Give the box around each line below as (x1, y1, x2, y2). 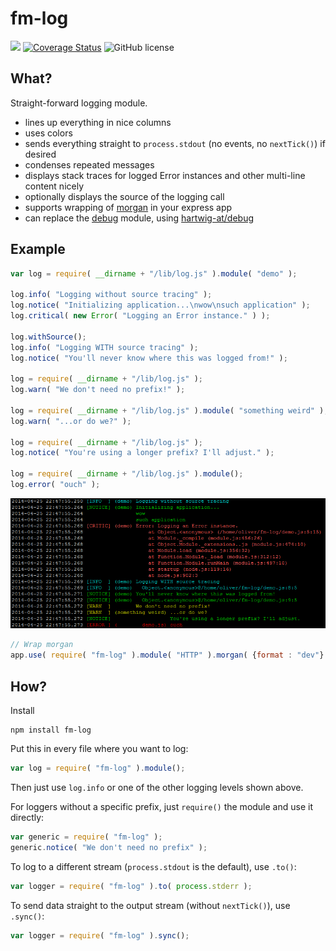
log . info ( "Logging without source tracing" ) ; (10, 290, 213, 300)
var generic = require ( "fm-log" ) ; (10, 832, 163, 842)
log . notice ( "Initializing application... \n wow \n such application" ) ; (10, 300, 311, 311)
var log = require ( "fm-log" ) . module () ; (10, 763, 186, 774)
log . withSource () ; (10, 332, 87, 342)
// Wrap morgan (10, 640, 74, 650)
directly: (10, 811, 45, 823)
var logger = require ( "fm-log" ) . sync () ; (10, 930, 190, 941)
